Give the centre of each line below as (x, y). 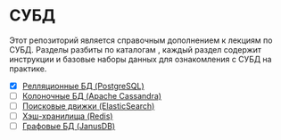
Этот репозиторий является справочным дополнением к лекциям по (141, 40)
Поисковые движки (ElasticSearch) (88, 106)
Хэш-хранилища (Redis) (67, 116)
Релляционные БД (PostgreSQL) (83, 86)
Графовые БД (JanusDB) (69, 127)
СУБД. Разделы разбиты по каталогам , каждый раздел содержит (135, 49)
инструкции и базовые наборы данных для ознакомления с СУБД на (140, 59)
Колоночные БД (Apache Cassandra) (92, 96)
